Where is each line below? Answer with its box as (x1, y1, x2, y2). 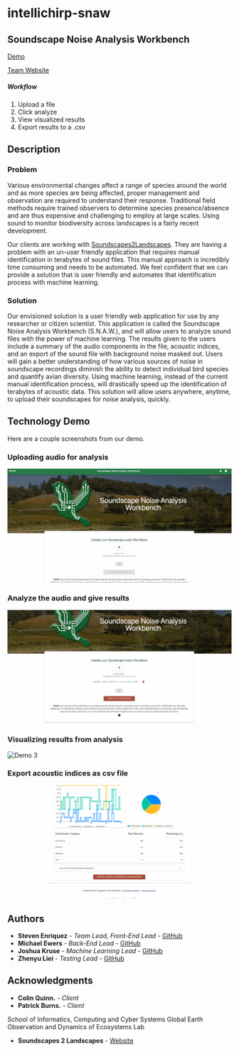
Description (7, 144, 60, 156)
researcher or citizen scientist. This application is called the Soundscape (7, 319, 221, 328)
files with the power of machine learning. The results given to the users (7, 334, 216, 343)
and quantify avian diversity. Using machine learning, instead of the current (7, 372, 228, 381)
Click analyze (17, 107, 58, 116)
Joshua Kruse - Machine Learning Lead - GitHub (17, 947, 164, 955)
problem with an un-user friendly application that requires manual (7, 248, 200, 256)
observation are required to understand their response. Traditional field (7, 196, 216, 204)
